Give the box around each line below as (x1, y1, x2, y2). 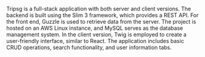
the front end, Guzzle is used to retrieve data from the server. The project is (6, 18, 196, 25)
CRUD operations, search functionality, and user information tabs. (6, 44, 172, 51)
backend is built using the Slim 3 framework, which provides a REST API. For (6, 12, 199, 19)
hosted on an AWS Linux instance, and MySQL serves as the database (6, 24, 183, 32)
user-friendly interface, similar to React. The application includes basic (6, 38, 184, 44)
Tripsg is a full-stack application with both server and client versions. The (6, 5, 191, 12)
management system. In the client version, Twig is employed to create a (6, 31, 187, 38)
